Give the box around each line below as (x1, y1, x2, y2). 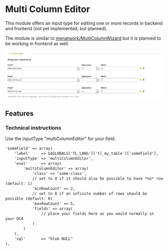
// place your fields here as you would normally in (41, 211, 154, 216)
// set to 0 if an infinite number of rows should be (32, 191, 147, 196)
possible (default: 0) (5, 196, 53, 201)
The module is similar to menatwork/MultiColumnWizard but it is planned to (5, 35, 161, 41)
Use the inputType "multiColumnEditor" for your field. (5, 136, 116, 142)
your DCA (5, 216, 24, 221)
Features (5, 109, 34, 118)
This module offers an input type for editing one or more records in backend (5, 20, 163, 26)
